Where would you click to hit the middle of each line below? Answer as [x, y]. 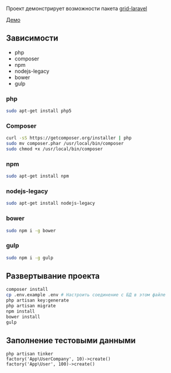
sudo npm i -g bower [31, 230]
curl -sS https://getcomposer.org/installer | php [69, 138]
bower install [23, 317]
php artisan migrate [31, 306]
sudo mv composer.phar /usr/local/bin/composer [65, 144]
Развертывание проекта [53, 276]
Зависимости [32, 38]
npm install [20, 311]
